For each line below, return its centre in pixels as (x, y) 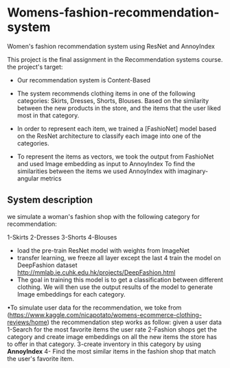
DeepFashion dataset (47, 265)
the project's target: (35, 67)
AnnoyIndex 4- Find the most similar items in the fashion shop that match (112, 351)
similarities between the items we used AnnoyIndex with (96, 171)
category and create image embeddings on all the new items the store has (112, 336)
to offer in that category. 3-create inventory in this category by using (104, 344)
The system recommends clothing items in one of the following (106, 93)
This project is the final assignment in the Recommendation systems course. (115, 59)
